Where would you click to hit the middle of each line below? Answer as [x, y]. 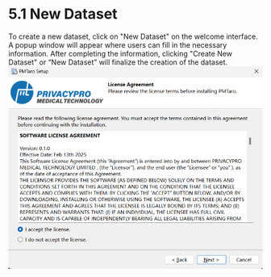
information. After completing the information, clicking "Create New [120, 53]
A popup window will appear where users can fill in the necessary [118, 44]
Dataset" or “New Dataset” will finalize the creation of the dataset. [118, 62]
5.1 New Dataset [63, 14]
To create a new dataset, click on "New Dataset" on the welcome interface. [133, 36]
